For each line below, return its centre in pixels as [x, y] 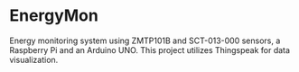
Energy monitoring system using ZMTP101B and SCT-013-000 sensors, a [145, 40]
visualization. [34, 59]
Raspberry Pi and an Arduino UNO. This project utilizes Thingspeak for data [150, 49]
